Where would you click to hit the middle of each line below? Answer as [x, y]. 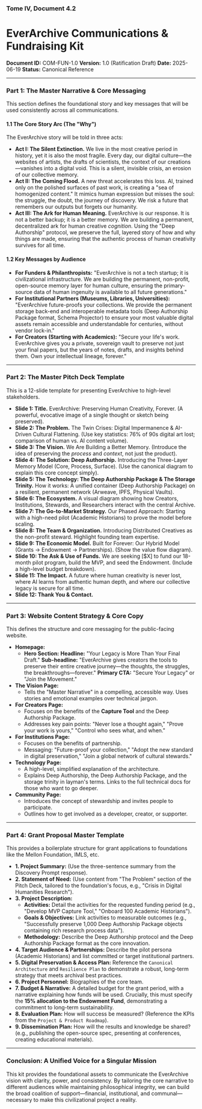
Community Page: [38, 794]
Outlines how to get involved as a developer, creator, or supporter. [106, 814]
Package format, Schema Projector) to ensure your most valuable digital [104, 318]
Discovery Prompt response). [51, 873]
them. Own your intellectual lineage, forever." [71, 356]
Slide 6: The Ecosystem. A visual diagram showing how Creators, [96, 498]
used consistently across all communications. [63, 110]
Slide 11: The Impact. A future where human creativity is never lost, [98, 575]
